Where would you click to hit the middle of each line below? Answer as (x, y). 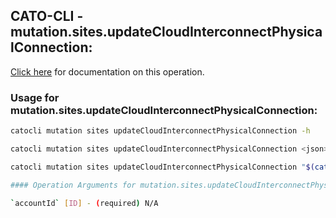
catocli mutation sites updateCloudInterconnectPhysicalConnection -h (160, 131)
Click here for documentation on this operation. (107, 71)
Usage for (35, 97)
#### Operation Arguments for (73, 185)
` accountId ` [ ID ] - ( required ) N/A (84, 203)
